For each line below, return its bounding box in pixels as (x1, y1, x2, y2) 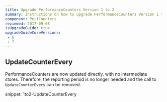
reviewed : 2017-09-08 (5, 21, 50, 26)
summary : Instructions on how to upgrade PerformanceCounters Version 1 (5, 12, 159, 17)
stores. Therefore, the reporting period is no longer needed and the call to (5, 76, 157, 82)
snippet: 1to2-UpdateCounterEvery (5, 91, 77, 97)
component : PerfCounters (5, 16, 57, 21)
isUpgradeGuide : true (5, 26, 50, 31)
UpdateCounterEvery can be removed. (5, 81, 81, 87)
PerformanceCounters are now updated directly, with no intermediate (5, 71, 148, 77)
